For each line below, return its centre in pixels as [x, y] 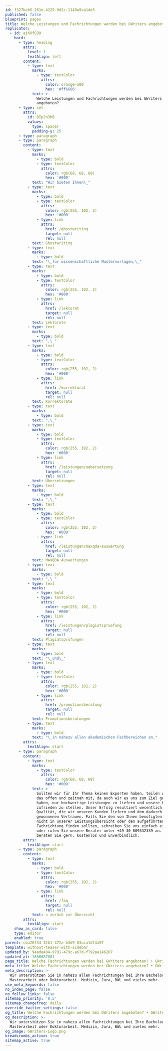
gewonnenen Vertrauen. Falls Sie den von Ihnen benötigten [99, 817]
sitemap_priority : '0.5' [31, 999]
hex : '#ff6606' [61, 89]
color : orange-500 [64, 84]
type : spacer [45, 126]
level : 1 [36, 52]
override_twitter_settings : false [41, 1008]
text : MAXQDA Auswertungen [60, 560]
